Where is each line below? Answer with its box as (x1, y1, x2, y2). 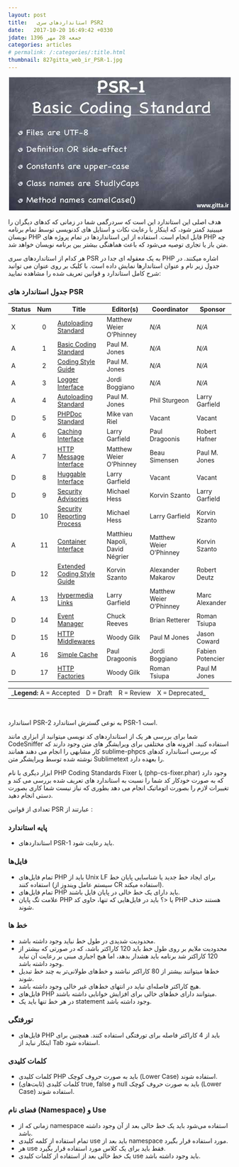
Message (57, 452, 84, 461)
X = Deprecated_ (156, 689, 206, 698)
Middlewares (57, 636, 95, 646)
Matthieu (106, 529, 133, 538)
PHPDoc (57, 410, 82, 418)
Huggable (57, 469, 87, 478)
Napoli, (106, 537, 128, 545)
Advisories (57, 494, 89, 504)
